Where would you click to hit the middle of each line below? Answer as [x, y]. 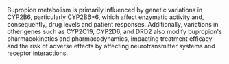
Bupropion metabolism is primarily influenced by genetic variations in [105, 10]
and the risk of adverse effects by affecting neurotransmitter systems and [111, 46]
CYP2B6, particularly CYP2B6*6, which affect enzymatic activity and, [106, 17]
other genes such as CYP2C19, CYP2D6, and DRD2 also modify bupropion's [115, 31]
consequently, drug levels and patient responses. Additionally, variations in [113, 24]
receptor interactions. [38, 53]
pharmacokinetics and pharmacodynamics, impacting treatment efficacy [110, 39]
